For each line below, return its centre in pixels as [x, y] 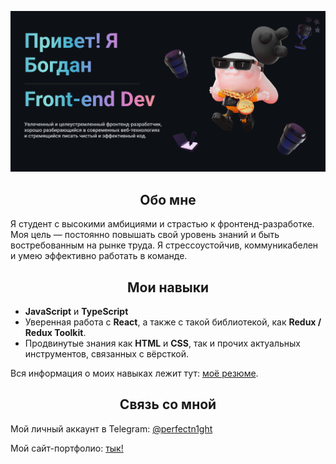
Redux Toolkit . [55, 333]
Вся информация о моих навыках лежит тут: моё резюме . [134, 373]
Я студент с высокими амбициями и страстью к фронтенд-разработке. [162, 224]
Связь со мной [168, 404]
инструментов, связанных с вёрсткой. [107, 354]
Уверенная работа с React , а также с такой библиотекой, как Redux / [173, 322]
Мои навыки [168, 287]
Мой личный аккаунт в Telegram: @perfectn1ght [111, 428]
